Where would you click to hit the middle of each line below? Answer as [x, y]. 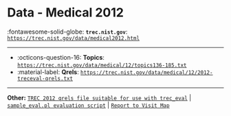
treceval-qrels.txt [45, 78]
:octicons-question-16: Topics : [61, 57]
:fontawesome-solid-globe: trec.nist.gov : [67, 32]
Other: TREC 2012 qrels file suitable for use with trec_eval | [99, 97]
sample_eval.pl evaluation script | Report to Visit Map [88, 105]
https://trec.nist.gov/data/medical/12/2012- [146, 72]
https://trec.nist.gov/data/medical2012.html [73, 38]
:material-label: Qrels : [48, 72]
